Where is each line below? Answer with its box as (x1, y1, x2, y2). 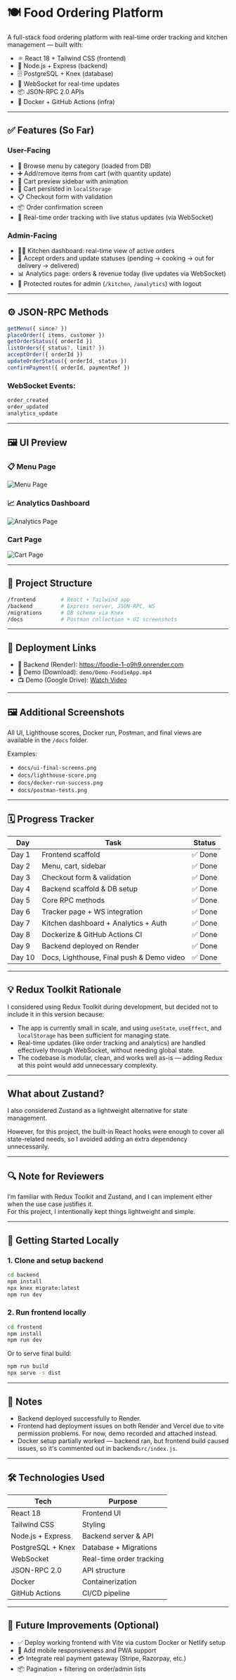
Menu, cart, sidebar (41, 861, 107, 871)
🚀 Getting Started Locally (7, 1234, 119, 1246)
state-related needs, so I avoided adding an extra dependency (7, 1135, 188, 1144)
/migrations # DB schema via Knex (7, 609, 124, 616)
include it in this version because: (7, 1009, 105, 1019)
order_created (7, 397, 49, 404)
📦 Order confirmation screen (17, 202, 103, 211)
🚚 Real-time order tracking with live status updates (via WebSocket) (17, 213, 214, 221)
